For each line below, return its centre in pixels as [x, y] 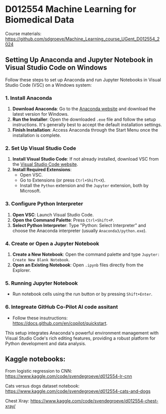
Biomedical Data [40, 20]
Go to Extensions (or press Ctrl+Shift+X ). [63, 180]
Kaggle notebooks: [35, 359]
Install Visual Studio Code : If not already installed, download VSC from [85, 159]
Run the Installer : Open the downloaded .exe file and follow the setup [84, 119]
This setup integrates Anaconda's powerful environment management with [82, 333]
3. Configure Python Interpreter [44, 204]
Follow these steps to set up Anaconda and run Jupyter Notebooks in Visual [83, 80]
